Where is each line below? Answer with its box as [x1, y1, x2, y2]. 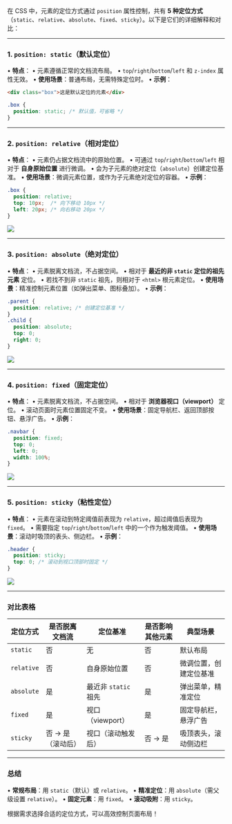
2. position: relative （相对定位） [7, 138, 123, 148]
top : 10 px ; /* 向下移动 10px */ [13, 199, 106, 206]
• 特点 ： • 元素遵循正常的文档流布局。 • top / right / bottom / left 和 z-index [7, 66, 216, 75]
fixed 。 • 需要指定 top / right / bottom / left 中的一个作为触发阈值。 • [7, 523, 197, 532]
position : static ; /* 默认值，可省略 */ [13, 108, 124, 115]
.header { [7, 546, 36, 553]
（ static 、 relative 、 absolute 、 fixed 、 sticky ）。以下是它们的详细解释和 [7, 15, 215, 24]
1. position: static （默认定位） [7, 49, 115, 59]
